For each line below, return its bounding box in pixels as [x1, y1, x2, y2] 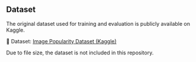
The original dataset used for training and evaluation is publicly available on [6, 20, 191, 27]
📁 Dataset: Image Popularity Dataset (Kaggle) [6, 37, 117, 44]
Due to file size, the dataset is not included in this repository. [6, 49, 154, 56]
